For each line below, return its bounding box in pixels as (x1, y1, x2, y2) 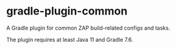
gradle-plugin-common (6, 4, 128, 18)
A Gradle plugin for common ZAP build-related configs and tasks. (6, 24, 171, 31)
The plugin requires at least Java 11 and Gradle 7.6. (6, 36, 133, 43)
